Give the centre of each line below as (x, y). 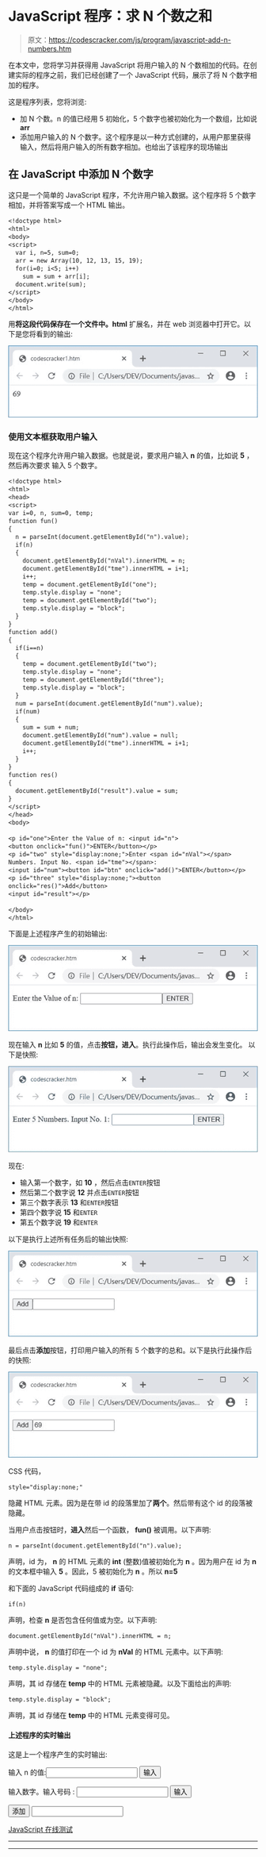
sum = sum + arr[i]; (56, 276)
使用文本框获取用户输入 (53, 436)
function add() (33, 632)
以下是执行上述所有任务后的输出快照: (68, 1240)
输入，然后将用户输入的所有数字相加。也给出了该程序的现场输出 (123, 147)
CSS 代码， (27, 1471)
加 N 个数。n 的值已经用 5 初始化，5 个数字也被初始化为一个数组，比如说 (138, 118)
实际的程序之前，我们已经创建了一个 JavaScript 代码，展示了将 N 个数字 (133, 75)
